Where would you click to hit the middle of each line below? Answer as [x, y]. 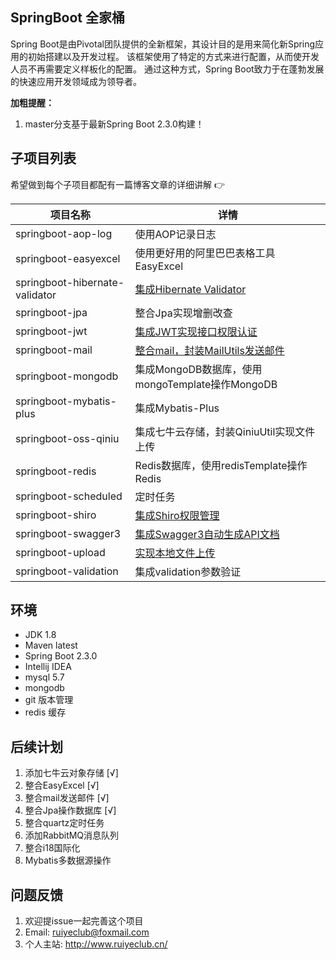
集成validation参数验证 [188, 571]
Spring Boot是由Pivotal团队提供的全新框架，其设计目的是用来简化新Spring [163, 44]
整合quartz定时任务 [64, 823]
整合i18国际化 [52, 848]
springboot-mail [54, 350]
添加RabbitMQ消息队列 [72, 835]
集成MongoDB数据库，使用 [198, 369]
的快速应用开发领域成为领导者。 [76, 81]
